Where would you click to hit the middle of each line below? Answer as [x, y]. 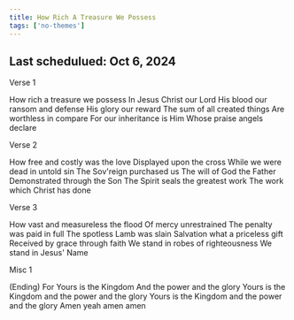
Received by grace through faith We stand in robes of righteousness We [141, 243]
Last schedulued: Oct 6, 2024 [93, 61]
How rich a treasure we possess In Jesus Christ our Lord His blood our [138, 100]
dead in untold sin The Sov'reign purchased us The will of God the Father [143, 171]
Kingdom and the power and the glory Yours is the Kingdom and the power [146, 296]
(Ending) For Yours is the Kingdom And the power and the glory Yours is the [147, 287]
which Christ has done [50, 190]
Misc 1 [21, 270]
